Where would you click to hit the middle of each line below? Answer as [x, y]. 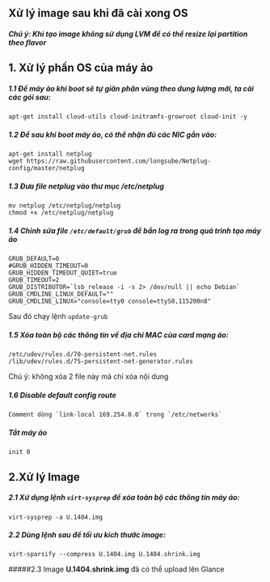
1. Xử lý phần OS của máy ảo [81, 68]
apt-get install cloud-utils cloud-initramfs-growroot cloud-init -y [128, 117]
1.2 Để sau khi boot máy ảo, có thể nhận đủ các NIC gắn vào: [113, 134]
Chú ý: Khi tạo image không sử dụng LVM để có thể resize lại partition [128, 34]
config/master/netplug [46, 168]
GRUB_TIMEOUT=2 [34, 280]
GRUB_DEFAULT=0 [34, 259]
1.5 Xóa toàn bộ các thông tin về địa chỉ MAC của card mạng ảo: [118, 334]
